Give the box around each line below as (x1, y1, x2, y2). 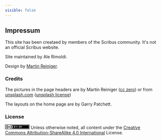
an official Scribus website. (5, 44, 60, 51)
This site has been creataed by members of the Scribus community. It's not (5, 39, 157, 45)
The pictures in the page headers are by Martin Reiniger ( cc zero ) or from (5, 87, 153, 92)
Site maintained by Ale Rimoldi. (5, 54, 67, 60)
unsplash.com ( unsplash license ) (5, 91, 72, 97)
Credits (5, 75, 23, 82)
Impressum (5, 27, 40, 35)
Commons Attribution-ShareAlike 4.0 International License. (5, 130, 123, 136)
